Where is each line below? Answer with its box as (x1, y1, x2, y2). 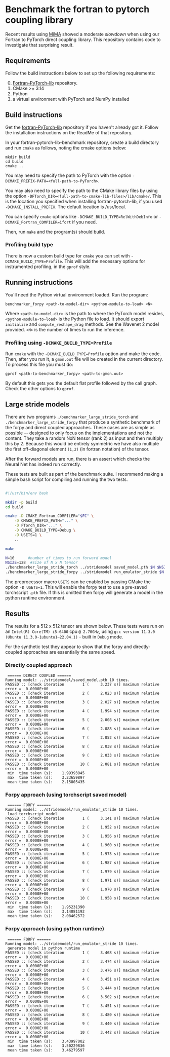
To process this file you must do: (5, 361, 73, 367)
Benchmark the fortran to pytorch (5, 4, 150, 15)
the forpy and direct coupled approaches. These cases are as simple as (5, 424, 155, 430)
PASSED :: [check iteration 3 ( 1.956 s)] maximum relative (5, 834, 159, 839)
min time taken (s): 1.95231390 (7, 904, 85, 910)
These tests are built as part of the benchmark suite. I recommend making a (5, 471, 163, 477)
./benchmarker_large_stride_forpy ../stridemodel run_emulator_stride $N (5, 570, 164, 575)
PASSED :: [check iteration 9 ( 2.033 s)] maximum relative (5, 753, 159, 758)
